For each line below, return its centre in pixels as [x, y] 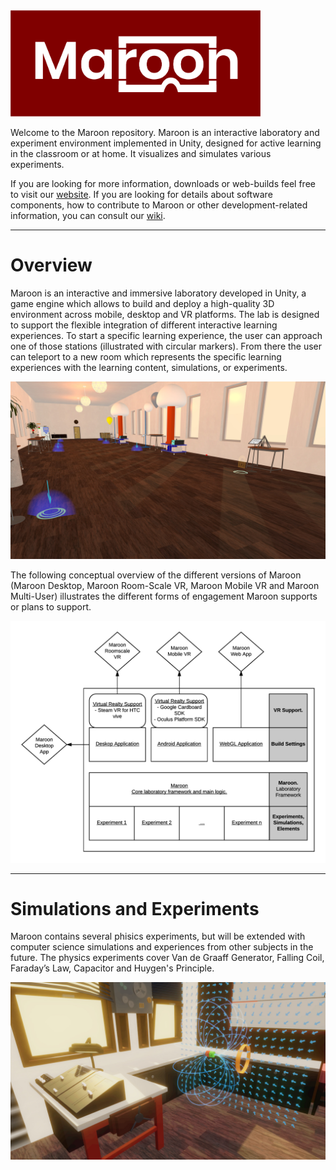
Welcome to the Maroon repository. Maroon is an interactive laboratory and [165, 133]
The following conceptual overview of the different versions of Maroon [156, 575]
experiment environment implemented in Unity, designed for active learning [166, 143]
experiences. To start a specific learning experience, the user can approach [166, 336]
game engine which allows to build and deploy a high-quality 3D [142, 304]
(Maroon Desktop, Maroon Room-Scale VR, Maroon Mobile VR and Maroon [165, 585]
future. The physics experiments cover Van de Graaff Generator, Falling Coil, [167, 958]
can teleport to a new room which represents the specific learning [146, 357]
